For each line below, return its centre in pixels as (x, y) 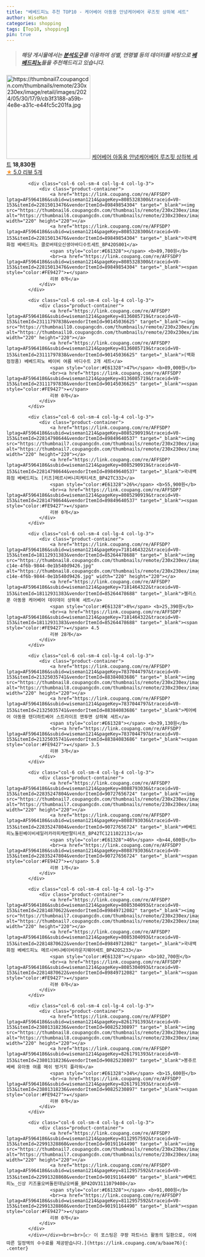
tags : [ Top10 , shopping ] (38, 29)
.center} (17, 1248)
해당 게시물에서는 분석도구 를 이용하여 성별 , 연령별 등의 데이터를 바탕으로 (106, 55)
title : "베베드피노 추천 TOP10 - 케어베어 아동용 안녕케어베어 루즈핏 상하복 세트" (98, 12)
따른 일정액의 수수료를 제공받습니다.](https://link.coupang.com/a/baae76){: (97, 1243)
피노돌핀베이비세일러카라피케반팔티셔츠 (46, 834)
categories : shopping (34, 23)
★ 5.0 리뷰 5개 (24, 172)
